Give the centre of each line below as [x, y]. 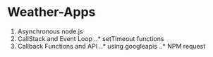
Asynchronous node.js [50, 31]
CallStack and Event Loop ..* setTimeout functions [91, 38]
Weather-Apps [51, 12]
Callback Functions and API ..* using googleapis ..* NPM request [111, 46]
